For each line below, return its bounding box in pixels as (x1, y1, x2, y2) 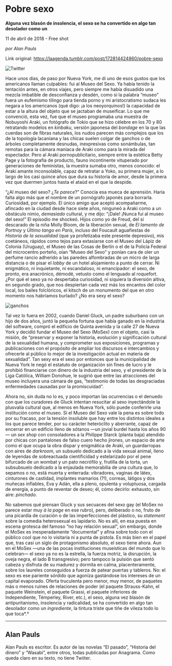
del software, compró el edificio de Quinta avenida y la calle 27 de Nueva (5, 323, 160, 329)
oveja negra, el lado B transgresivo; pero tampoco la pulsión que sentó (5, 556, 155, 562)
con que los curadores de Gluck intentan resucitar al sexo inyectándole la (5, 398, 160, 405)
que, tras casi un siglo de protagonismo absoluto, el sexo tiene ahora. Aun (5, 540, 162, 546)
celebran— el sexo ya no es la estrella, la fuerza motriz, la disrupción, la (5, 550, 157, 557)
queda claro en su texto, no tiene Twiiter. (5, 655, 91, 661)
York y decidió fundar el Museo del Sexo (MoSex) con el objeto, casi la (5, 329, 155, 335)
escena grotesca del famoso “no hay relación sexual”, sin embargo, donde (5, 523, 162, 529)
